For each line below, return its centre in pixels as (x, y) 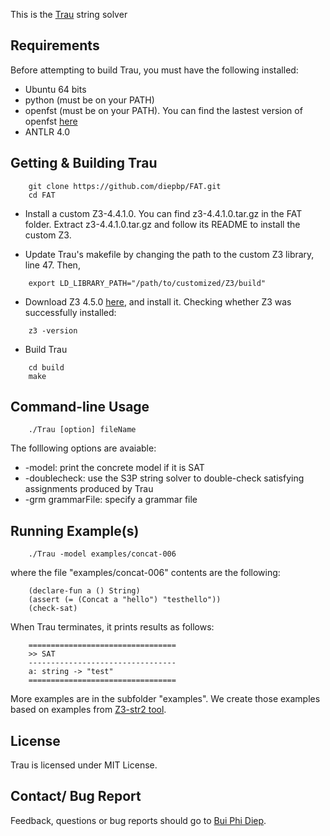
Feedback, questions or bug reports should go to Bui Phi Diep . (138, 820)
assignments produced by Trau (89, 489)
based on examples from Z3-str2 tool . (88, 710)
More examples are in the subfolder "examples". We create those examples (165, 699)
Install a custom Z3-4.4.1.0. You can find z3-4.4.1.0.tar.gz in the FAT (163, 213)
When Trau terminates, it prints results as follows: (112, 627)
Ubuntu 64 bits (55, 89)
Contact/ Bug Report (76, 796)
